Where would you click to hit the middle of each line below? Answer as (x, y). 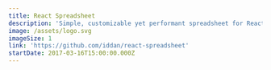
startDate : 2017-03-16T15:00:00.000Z (72, 53)
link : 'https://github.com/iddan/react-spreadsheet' (99, 46)
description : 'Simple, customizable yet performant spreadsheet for (126, 23)
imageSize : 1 (30, 38)
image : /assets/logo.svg (50, 31)
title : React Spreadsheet (52, 16)
